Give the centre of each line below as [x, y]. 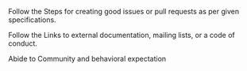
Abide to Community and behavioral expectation [87, 59]
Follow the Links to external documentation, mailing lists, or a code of [122, 35]
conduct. [23, 43]
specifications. [33, 20]
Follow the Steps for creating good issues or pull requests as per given [124, 11]
